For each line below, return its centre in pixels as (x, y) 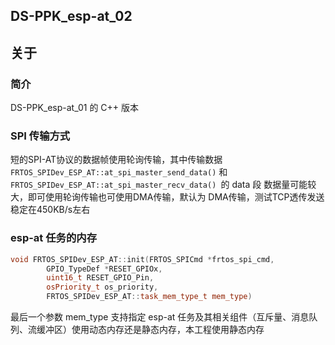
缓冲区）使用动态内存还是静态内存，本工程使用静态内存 (150, 330)
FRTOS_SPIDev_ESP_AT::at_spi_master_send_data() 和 (119, 172)
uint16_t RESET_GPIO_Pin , (100, 278)
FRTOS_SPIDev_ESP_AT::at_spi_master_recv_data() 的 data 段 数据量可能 (159, 185)
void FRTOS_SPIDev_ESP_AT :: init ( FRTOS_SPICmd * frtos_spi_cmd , (142, 259)
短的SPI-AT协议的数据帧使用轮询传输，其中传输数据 (116, 160)
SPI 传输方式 (40, 136)
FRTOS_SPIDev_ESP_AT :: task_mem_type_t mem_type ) (149, 297)
